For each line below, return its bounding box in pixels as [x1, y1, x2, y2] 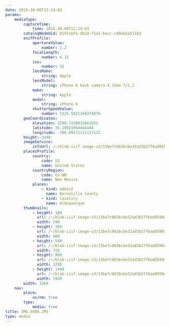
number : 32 [41, 64, 65, 69]
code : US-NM [41, 172, 67, 177]
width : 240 [37, 220, 60, 225]
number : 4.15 [41, 54, 69, 60]
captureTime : [23, 21, 51, 27]
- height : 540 [32, 238, 62, 243]
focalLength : [32, 50, 60, 55]
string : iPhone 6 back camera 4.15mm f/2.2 [41, 83, 135, 88]
